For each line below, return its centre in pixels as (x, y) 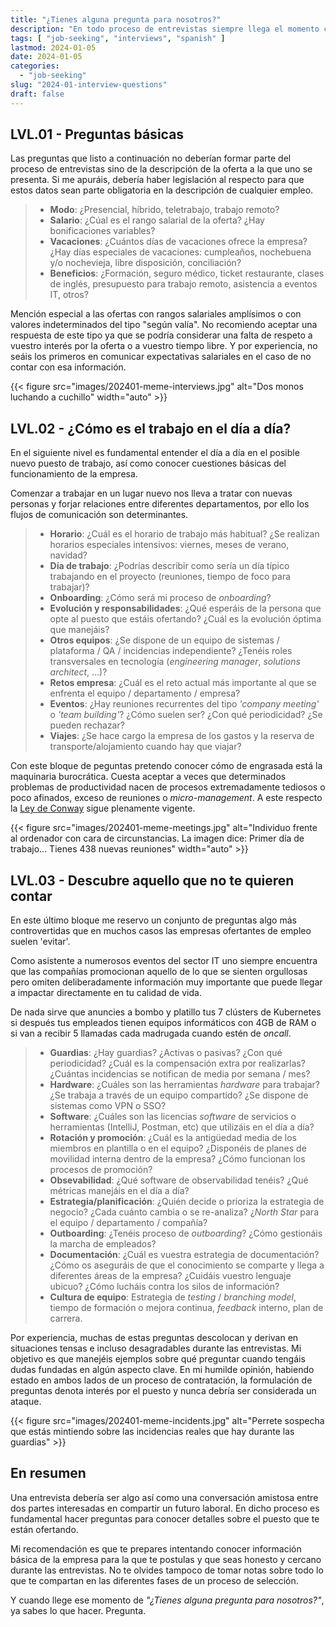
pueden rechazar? (87, 725)
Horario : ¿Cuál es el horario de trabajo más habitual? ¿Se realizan (184, 534)
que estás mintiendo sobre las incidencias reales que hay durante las (152, 1432)
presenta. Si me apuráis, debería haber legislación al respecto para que (157, 180)
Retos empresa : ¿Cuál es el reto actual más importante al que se (183, 683)
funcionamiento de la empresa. (74, 474)
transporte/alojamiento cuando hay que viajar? (145, 747)
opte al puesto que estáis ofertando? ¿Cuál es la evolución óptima (185, 619)
